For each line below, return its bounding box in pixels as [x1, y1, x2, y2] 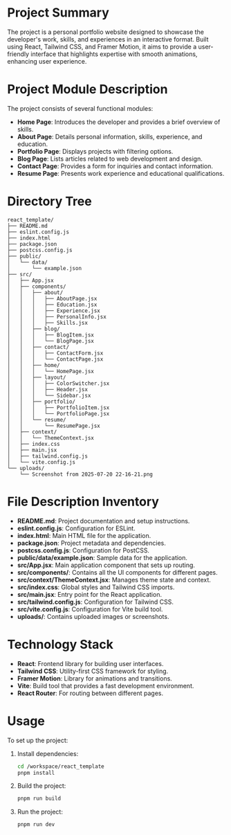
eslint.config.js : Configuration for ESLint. [17, 524, 136, 532]
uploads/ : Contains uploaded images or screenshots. [17, 612, 169, 620]
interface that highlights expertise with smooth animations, [30, 50, 198, 58]
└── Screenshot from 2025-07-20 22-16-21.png [19, 471, 154, 478]
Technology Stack [7, 636, 114, 652]
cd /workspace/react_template [17, 763, 105, 770]
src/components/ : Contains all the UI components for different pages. [17, 568, 218, 576]
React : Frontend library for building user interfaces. [17, 659, 164, 667]
